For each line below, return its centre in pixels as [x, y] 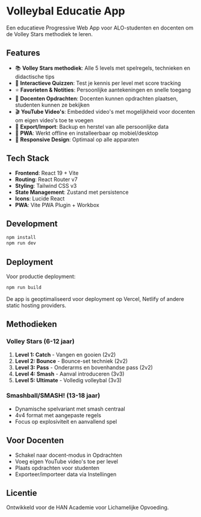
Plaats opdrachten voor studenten [57, 468]
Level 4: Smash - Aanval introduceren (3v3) [70, 374]
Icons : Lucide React [40, 198]
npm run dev [21, 243]
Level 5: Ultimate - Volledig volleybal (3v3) [68, 380]
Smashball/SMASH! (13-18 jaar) [53, 395]
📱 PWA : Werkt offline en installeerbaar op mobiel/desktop [86, 133]
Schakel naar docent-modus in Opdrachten [68, 455]
